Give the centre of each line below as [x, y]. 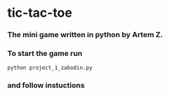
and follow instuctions [46, 85]
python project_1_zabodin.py [50, 68]
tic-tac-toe [40, 13]
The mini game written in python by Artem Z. [85, 35]
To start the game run [45, 54]
